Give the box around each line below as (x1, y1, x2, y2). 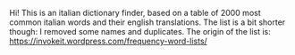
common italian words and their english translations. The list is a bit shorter (9, 17, 286, 27)
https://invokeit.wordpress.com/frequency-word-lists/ (9, 35, 207, 46)
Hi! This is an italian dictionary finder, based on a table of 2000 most (9, 8, 261, 18)
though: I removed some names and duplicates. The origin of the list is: (9, 27, 271, 36)
